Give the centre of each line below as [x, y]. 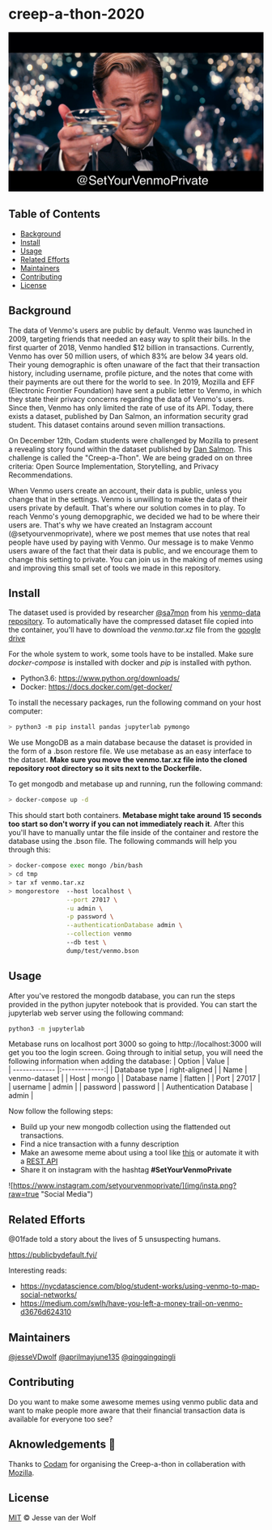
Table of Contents [55, 214]
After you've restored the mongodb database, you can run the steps [122, 995]
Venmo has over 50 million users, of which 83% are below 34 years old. [128, 356]
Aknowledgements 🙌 [62, 1445]
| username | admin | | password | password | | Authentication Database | [131, 1087]
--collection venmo [99, 934]
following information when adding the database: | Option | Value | [119, 1062]
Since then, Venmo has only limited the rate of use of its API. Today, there [131, 407]
